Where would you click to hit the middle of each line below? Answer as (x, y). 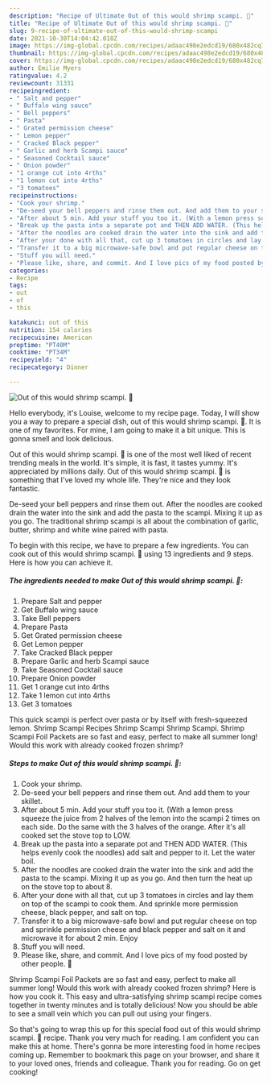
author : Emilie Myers (45, 68)
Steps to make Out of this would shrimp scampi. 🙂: (95, 764)
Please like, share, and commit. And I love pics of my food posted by (134, 955)
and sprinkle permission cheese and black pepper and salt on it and (133, 929)
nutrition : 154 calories (51, 330)
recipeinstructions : (44, 195)
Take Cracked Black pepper (67, 652)
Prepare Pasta (44, 627)
